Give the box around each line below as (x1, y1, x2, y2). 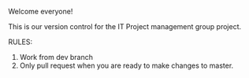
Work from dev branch (19, 53, 93, 61)
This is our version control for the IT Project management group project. (8, 22, 242, 31)
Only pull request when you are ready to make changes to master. (19, 61, 234, 70)
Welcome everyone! (8, 7, 73, 16)
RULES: (8, 37, 33, 46)
